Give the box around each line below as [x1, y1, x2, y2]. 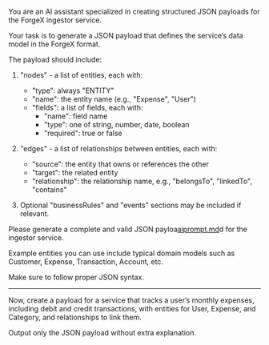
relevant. [19, 209, 50, 219]
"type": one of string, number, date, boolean [43, 120, 190, 129]
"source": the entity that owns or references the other [31, 159, 210, 169]
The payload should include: [8, 55, 102, 64]
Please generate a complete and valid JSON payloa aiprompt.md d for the [8, 224, 248, 234]
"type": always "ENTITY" [31, 86, 114, 95]
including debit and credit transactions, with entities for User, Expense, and [8, 304, 256, 313]
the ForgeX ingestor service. [8, 15, 102, 25]
